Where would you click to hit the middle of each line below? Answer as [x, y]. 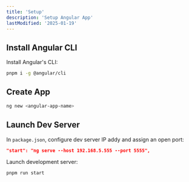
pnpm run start [25, 173]
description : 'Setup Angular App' [50, 18]
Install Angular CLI [42, 47]
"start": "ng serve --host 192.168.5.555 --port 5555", [78, 151]
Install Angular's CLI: [32, 62]
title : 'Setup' [25, 12]
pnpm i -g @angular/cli [36, 73]
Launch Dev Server [43, 125]
